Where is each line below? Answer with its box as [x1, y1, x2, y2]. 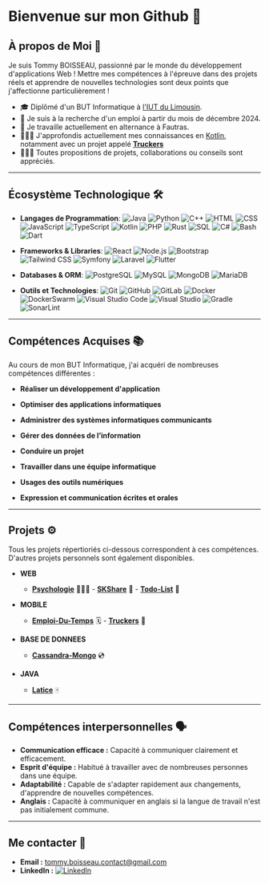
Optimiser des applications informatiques [19, 399, 162, 409]
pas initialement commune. [19, 805, 110, 815]
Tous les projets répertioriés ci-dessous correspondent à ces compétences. [8, 545, 259, 555]
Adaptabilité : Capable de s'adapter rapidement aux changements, [19, 779, 242, 789]
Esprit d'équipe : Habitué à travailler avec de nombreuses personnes [19, 763, 248, 772]
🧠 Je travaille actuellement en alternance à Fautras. [19, 122, 190, 132]
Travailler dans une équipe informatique [19, 462, 156, 471]
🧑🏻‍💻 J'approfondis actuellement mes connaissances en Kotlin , [19, 131, 227, 140]
